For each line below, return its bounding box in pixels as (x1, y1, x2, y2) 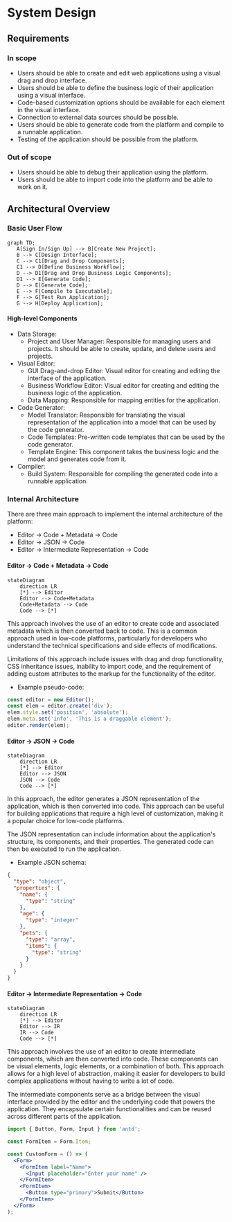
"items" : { (25, 942, 57, 949)
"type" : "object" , (13, 878, 67, 886)
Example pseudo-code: (17, 683, 84, 691)
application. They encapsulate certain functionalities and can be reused (7, 1105, 212, 1113)
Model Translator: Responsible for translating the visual (27, 411, 186, 420)
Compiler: (17, 462, 46, 471)
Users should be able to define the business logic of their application (17, 83, 214, 91)
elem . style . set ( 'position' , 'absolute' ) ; (7, 709, 129, 716)
